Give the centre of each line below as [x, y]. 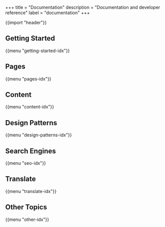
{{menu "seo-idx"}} [26, 163]
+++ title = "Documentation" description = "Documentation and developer [83, 7]
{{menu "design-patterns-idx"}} [39, 135]
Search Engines [31, 151]
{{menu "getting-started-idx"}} [38, 51]
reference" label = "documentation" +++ [48, 13]
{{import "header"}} [26, 23]
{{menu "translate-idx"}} [31, 191]
